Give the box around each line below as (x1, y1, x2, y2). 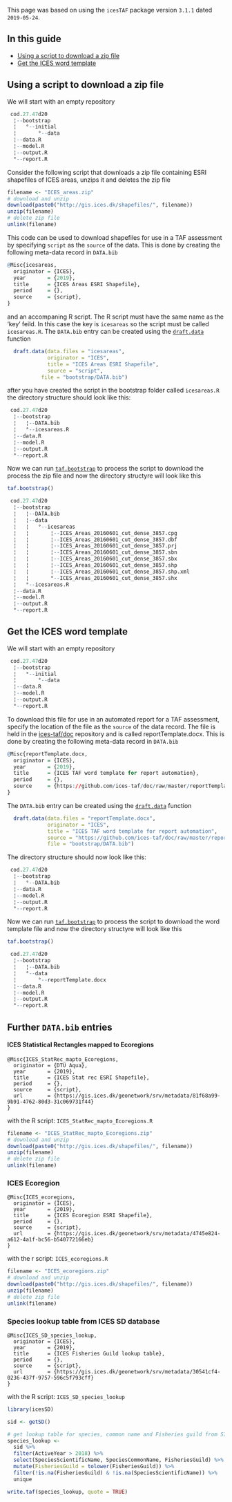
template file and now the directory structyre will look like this (7, 925, 182, 933)
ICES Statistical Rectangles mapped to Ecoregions (7, 1040, 154, 1049)
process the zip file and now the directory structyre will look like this (7, 471, 202, 480)
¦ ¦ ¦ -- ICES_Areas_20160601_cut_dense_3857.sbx (13, 556, 177, 563)
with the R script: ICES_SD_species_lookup (7, 1392, 126, 1400)
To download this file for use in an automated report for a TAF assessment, (7, 715, 220, 723)
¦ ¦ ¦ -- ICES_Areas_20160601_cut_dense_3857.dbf (13, 536, 177, 543)
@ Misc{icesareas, (7, 261, 57, 268)
